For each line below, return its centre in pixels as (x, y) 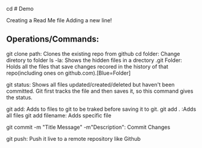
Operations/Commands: (53, 39)
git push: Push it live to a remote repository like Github (74, 138)
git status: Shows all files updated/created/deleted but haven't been (90, 84)
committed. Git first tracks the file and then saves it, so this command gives (100, 91)
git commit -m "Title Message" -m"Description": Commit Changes (88, 127)
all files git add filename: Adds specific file (59, 115)
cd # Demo (20, 9)
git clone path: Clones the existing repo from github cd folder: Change (93, 54)
